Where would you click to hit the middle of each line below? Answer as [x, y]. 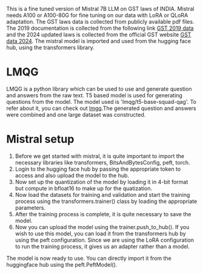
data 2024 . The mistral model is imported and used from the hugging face [98, 41]
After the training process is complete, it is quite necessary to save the [103, 214]
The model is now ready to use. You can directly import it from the [89, 258]
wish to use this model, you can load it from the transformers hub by [100, 233]
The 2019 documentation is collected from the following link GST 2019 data [100, 28]
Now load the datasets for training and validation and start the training [102, 194]
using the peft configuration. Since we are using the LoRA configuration [105, 240]
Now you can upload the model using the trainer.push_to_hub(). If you [102, 227]
